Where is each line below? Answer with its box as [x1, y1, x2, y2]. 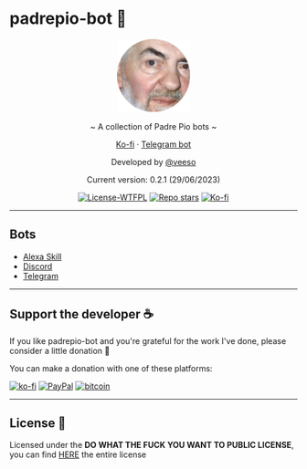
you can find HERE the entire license [9, 449, 147, 460]
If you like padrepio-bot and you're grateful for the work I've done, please [9, 335, 287, 346]
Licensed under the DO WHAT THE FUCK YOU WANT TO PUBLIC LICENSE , [9, 440, 294, 451]
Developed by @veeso [111, 156, 196, 167]
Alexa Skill [22, 251, 62, 262]
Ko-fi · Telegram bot [115, 139, 192, 150]
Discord [22, 260, 53, 272]
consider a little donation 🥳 [9, 345, 111, 356]
